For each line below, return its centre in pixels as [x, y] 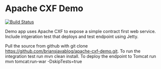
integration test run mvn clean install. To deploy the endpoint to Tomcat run [80, 56]
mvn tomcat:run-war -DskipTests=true [43, 61]
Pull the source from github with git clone [46, 46]
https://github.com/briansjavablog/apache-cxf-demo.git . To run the [73, 51]
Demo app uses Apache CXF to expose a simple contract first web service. [80, 31]
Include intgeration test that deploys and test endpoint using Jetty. [72, 36]
